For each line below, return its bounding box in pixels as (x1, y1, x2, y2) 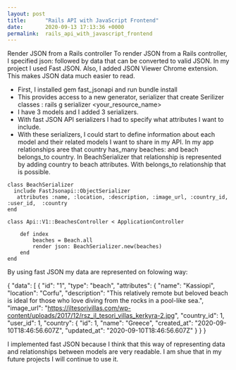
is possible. (17, 168, 51, 176)
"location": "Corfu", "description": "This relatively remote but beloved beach (7, 289, 229, 297)
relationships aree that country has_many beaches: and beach (17, 145, 199, 154)
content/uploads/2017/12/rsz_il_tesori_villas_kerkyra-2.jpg (7, 312, 175, 320)
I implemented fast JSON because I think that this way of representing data (7, 340, 225, 349)
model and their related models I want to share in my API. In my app (17, 138, 214, 147)
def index (20, 230, 49, 238)
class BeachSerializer (7, 181, 74, 189)
